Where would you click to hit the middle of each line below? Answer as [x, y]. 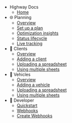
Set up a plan [30, 28]
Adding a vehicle [33, 85]
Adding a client [32, 59]
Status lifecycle [32, 38]
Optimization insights [37, 33]
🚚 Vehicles [20, 74]
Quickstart [27, 105]
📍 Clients [18, 49]
